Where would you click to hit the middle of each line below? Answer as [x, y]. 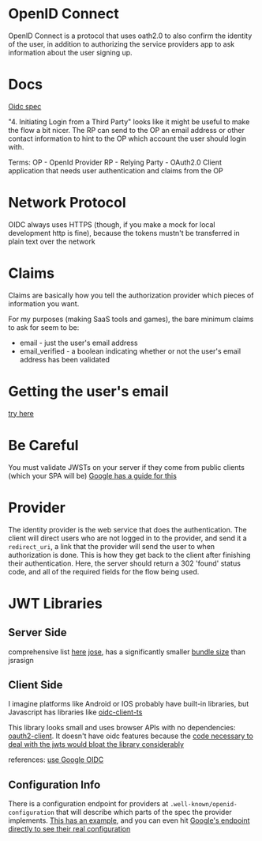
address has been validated [65, 359]
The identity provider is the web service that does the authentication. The [127, 529]
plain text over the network [52, 241]
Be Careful [43, 445]
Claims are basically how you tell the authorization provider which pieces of [131, 295]
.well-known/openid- [204, 805]
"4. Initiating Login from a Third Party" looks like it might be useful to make [129, 121]
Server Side [37, 633]
